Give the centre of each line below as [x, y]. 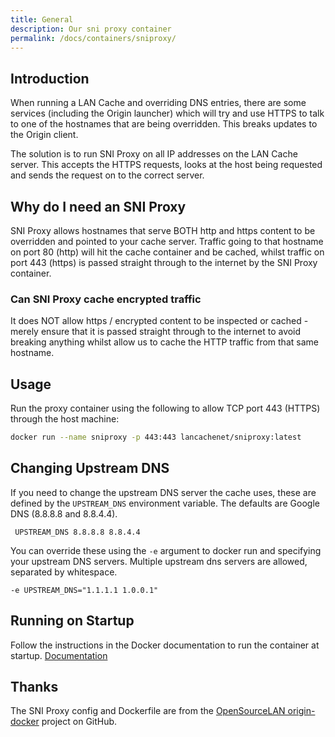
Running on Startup [72, 621]
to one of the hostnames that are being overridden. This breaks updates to [164, 124]
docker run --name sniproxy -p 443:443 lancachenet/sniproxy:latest [156, 437]
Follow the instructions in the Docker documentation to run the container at [165, 645]
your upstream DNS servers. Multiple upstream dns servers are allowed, [159, 561]
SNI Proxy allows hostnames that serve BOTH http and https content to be [163, 230]
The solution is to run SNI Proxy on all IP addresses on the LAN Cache [154, 154]
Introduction [50, 78]
